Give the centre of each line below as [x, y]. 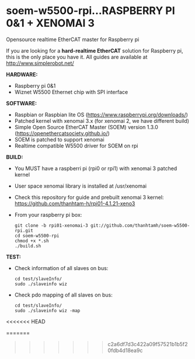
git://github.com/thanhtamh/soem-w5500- [140, 225]
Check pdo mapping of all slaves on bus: [63, 295]
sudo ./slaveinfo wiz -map [47, 310]
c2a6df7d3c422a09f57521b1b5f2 [148, 344]
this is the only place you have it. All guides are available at [77, 57]
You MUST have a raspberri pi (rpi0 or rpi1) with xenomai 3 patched [96, 168]
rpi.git [24, 230]
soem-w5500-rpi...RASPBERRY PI [90, 11]
